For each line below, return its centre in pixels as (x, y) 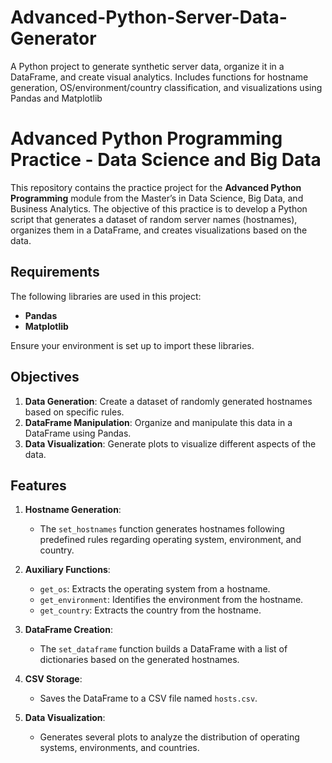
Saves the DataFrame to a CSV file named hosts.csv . (148, 698)
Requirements (55, 272)
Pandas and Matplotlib (56, 98)
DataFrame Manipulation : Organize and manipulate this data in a (158, 422)
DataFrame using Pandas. (78, 433)
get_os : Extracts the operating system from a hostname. (155, 589)
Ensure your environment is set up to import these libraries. (132, 345)
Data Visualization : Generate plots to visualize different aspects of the (170, 443)
